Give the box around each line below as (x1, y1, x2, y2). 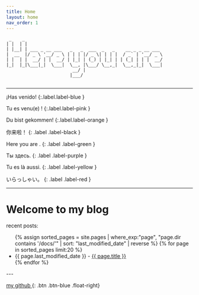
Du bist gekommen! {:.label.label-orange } (6, 116, 108, 123)
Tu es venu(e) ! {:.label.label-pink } (6, 105, 91, 112)
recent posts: (6, 222, 38, 229)
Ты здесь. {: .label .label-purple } (6, 152, 88, 159)
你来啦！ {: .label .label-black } (6, 129, 81, 136)
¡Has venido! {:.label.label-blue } (6, 93, 85, 101)
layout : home (6, 14, 38, 20)
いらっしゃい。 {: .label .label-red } (6, 176, 91, 183)
